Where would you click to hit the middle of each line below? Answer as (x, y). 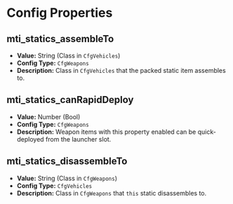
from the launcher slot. (78, 139)
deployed (30, 139)
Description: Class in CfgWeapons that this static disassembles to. (112, 193)
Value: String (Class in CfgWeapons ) (67, 178)
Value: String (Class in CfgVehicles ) (68, 55)
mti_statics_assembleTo (60, 39)
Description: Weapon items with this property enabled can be (106, 132)
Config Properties (60, 13)
